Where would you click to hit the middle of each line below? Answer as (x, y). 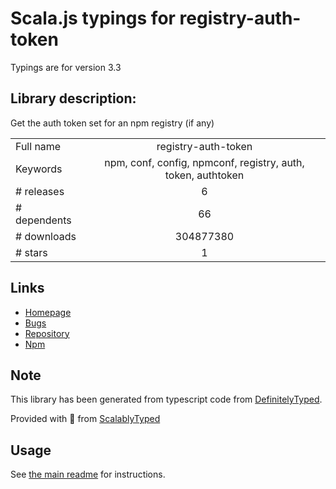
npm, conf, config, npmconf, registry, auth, (204, 162)
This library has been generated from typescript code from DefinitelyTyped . (166, 399)
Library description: (73, 98)
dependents (43, 220)
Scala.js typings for (93, 18)
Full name (38, 146)
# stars (31, 252)
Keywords (39, 169)
